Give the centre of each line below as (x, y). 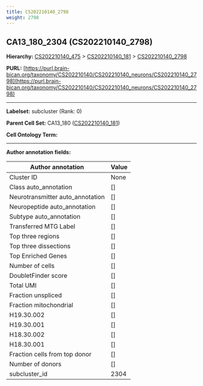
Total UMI (23, 286)
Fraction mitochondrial (41, 305)
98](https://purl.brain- (34, 81)
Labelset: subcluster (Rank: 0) (44, 111)
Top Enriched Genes (38, 256)
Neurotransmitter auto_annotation (57, 197)
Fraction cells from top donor (50, 355)
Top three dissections (40, 246)
